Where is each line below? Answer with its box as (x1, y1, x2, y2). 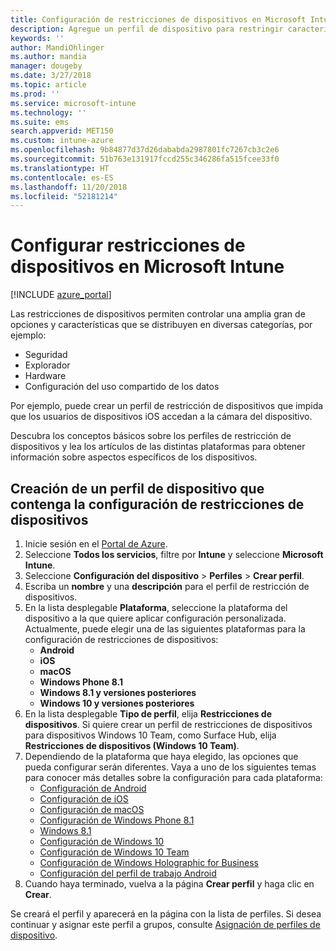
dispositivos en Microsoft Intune (10, 256, 285, 278)
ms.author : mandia (10, 52, 87, 62)
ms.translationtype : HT (10, 163, 110, 173)
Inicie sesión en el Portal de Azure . (24, 538, 168, 550)
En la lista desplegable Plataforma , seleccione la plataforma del (24, 602, 288, 613)
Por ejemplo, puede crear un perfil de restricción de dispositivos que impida (10, 400, 324, 412)
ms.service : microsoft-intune (10, 98, 137, 108)
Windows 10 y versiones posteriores (39, 697, 195, 709)
